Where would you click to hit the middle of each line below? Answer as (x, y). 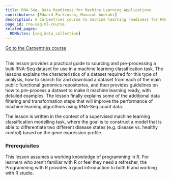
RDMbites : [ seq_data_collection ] (45, 34)
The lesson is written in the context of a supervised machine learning (78, 116)
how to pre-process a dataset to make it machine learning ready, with (78, 90)
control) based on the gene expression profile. (54, 132)
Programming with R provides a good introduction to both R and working (81, 168)
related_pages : (21, 29)
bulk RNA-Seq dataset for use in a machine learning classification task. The (84, 69)
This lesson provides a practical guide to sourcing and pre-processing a (81, 63)
